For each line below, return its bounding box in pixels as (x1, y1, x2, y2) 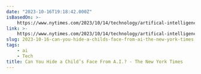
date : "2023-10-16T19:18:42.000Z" (6, 8, 93, 15)
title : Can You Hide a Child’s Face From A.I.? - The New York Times (6, 58, 184, 64)
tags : (6, 42, 20, 48)
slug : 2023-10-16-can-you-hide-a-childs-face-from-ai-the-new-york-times (6, 36, 194, 42)
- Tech (17, 53, 33, 59)
